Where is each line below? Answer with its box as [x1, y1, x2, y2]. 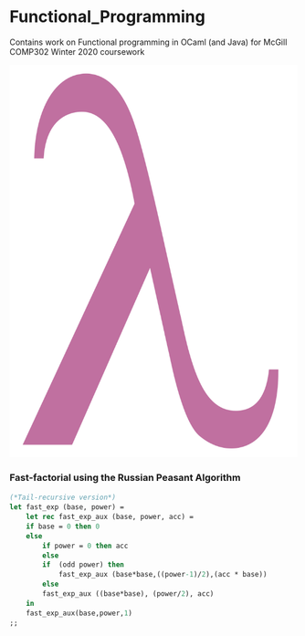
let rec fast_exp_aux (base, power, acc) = [26, 513, 195, 522]
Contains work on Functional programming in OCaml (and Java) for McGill [9, 36, 288, 47]
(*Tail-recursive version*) [9, 493, 117, 503]
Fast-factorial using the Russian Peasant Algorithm [9, 471, 241, 484]
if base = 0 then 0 [26, 522, 100, 531]
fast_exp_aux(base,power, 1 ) [26, 609, 132, 618]
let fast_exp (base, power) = [9, 503, 125, 512]
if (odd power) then [42, 560, 125, 569]
